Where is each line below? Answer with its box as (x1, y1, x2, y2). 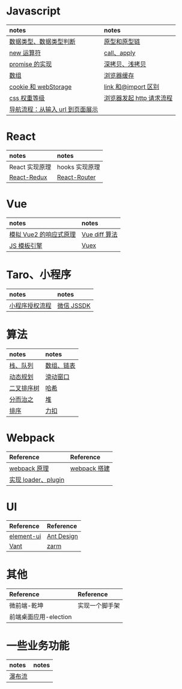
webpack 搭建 (70, 464, 110, 473)
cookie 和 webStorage (9, 83, 72, 91)
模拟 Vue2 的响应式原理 (9, 230, 76, 239)
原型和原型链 (104, 37, 141, 46)
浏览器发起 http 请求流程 (104, 93, 173, 102)
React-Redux (9, 173, 47, 181)
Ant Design (47, 532, 78, 540)
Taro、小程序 (6, 268, 71, 282)
